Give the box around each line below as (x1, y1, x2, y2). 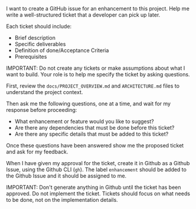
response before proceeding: (6, 107, 77, 113)
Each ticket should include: (6, 23, 72, 30)
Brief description (14, 34, 56, 41)
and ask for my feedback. (6, 148, 68, 155)
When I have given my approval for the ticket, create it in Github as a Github (6, 160, 190, 166)
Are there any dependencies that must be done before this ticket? (14, 124, 175, 131)
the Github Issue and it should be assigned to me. (6, 172, 127, 179)
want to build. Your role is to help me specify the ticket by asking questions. (6, 71, 190, 78)
